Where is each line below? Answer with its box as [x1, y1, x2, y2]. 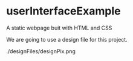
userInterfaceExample [6, 4, 121, 18]
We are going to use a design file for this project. [6, 36, 128, 43]
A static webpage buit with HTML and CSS [6, 24, 112, 31]
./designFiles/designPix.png [6, 47, 76, 55]
